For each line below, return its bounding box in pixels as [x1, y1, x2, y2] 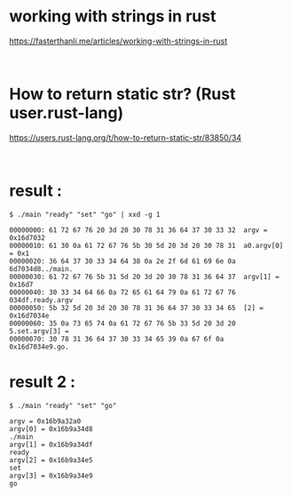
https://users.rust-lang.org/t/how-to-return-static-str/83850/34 [9, 132, 242, 143]
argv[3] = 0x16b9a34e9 [9, 471, 93, 480]
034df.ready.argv [9, 295, 74, 304]
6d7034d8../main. [9, 264, 74, 273]
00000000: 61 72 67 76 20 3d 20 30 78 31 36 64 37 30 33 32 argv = [9, 225, 268, 235]
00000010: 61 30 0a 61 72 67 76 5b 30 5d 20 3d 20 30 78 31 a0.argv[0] [9, 241, 284, 250]
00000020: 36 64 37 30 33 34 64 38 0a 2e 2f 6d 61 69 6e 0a [9, 256, 237, 266]
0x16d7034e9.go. [9, 342, 69, 351]
